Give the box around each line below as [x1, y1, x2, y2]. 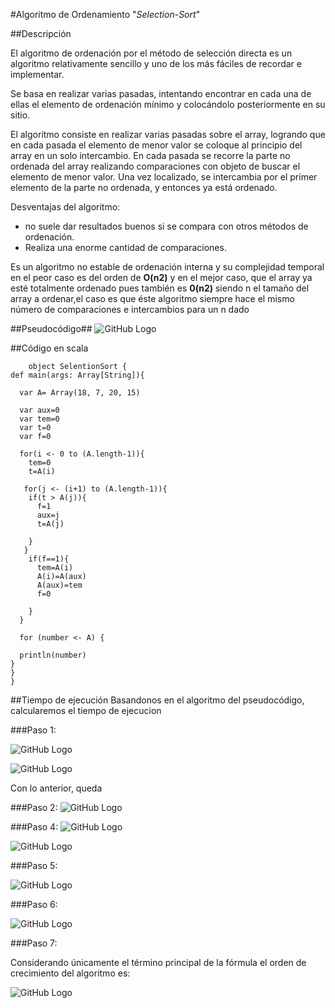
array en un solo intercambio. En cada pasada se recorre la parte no [10, 150, 291, 161]
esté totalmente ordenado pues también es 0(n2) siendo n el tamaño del [10, 282, 310, 294]
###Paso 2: [10, 802, 58, 813]
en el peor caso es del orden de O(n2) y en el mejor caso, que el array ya [10, 272, 313, 283]
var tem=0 [19, 414, 60, 424]
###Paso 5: [10, 860, 58, 871]
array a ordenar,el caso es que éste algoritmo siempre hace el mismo [10, 293, 295, 304]
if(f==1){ [28, 554, 70, 564]
